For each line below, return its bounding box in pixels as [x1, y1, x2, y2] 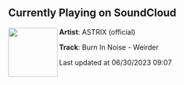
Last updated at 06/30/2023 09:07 [58, 57, 172, 67]
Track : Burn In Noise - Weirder [58, 42, 160, 52]
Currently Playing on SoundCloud [8, 6, 177, 20]
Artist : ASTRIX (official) [58, 27, 136, 36]
